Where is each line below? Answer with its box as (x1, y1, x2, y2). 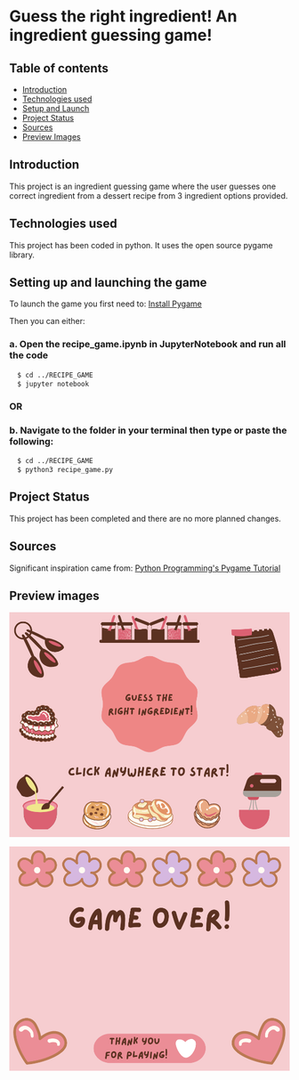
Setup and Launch (21, 103, 90, 113)
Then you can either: (9, 316, 85, 327)
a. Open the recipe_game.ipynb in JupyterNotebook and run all (9, 338, 287, 351)
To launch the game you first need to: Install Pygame (9, 298, 202, 309)
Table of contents (9, 61, 109, 76)
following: (9, 434, 54, 447)
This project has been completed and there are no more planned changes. (9, 513, 282, 524)
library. (9, 249, 36, 260)
